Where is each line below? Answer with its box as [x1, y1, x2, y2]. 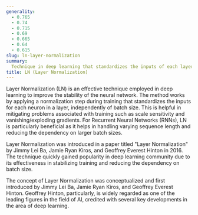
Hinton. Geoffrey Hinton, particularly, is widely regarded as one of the [6, 190, 175, 197]
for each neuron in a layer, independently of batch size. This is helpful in [6, 104, 181, 111]
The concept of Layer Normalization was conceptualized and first [6, 177, 166, 184]
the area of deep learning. [6, 202, 70, 210]
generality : [6, 8, 35, 15]
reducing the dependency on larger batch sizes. [6, 129, 123, 136]
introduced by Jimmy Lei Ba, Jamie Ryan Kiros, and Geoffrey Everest [6, 184, 174, 191]
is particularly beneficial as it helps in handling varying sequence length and [6, 123, 191, 130]
